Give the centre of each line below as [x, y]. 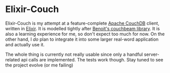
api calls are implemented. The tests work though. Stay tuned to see [92, 59]
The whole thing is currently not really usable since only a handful [74, 54]
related [13, 59]
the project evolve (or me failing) [39, 65]
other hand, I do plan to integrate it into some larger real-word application [82, 39]
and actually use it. [25, 44]
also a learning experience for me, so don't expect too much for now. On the [85, 34]
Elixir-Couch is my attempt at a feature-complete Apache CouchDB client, [82, 23]
